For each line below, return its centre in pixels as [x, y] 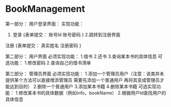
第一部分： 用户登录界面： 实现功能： [45, 24]
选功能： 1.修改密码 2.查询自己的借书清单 [48, 62]
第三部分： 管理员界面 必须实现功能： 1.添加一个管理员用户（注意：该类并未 [85, 73]
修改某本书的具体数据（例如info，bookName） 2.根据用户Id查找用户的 [92, 93]
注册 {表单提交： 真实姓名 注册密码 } [43, 45]
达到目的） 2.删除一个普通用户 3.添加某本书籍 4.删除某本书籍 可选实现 [83, 86]
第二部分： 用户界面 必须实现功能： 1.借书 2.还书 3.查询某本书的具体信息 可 [84, 56]
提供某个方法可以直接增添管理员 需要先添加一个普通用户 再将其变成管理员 [82, 80]
